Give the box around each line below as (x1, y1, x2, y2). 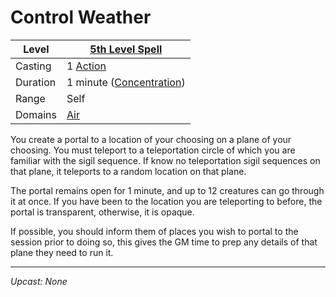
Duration (15, 75, 57, 89)
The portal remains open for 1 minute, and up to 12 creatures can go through (10, 184, 325, 196)
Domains (15, 107, 57, 121)
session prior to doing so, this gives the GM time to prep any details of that (10, 236, 318, 248)
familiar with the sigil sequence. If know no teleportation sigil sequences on (10, 154, 321, 166)
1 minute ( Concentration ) (66, 75, 186, 89)
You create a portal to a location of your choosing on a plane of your (10, 133, 292, 145)
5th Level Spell (89, 42, 163, 56)
